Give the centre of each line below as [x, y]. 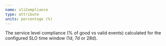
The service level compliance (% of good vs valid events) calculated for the [83, 33]
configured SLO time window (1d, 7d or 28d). [51, 38]
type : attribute [22, 14]
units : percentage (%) [29, 19]
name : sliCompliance [27, 10]
